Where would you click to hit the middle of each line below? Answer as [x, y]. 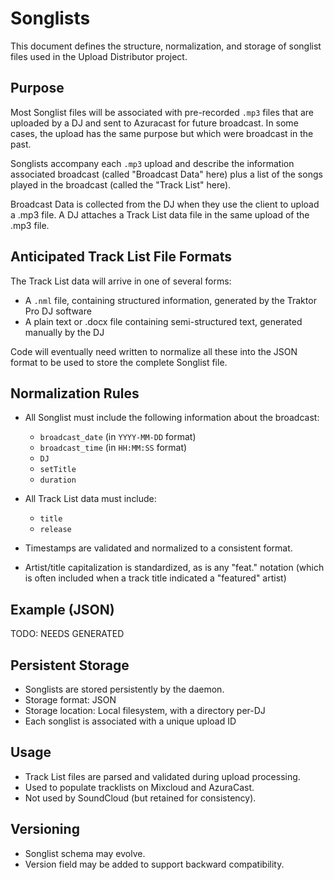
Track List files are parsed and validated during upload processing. [162, 776]
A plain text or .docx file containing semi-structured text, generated [163, 321]
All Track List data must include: [90, 499]
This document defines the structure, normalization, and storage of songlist [166, 46]
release [55, 530]
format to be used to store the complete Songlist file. [119, 362]
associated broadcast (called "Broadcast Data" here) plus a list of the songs [166, 174]
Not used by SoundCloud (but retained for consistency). [140, 798]
